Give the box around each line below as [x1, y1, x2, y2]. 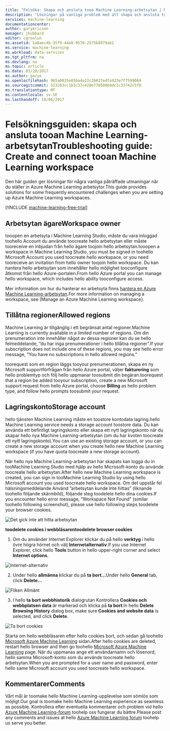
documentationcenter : [5, 21, 51, 27]
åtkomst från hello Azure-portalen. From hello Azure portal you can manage [5, 271, 162, 276]
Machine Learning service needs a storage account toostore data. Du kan [5, 421, 159, 428]
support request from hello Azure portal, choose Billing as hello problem [5, 382, 156, 389]
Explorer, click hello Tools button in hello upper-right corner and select [12, 547, 160, 553]
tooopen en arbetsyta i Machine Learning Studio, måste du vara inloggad [5, 233, 158, 239]
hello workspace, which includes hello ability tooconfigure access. [5, 276, 144, 282]
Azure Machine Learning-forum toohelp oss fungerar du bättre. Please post [5, 709, 161, 715]
